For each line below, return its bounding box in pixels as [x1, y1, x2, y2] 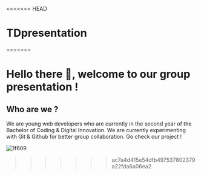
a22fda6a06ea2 [111, 162, 152, 170]
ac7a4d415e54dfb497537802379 [111, 156, 196, 164]
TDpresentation [6, 27, 87, 40]
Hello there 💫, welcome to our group [6, 68, 191, 81]
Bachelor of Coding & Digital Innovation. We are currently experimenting [6, 126, 186, 133]
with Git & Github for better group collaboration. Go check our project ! [6, 133, 182, 140]
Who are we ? [6, 104, 59, 114]
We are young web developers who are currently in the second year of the [6, 120, 192, 127]
